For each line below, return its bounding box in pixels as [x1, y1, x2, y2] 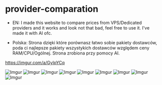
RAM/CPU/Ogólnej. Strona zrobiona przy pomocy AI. [12, 50, 120, 56]
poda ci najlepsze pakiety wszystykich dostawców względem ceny [12, 45, 150, 51]
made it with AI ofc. [12, 30, 52, 36]
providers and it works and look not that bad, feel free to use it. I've [12, 25, 150, 30]
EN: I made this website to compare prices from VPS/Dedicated [12, 20, 142, 26]
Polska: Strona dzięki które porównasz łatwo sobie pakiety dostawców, [12, 39, 158, 45]
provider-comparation [5, 3, 99, 15]
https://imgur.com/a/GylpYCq [5, 59, 65, 65]
